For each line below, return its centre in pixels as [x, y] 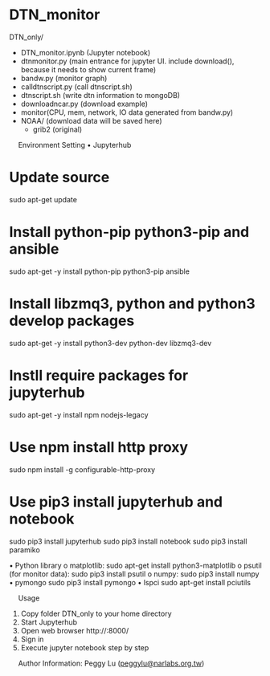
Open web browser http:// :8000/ [75, 630]
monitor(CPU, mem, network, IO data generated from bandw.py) [127, 112]
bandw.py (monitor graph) [64, 78]
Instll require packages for [99, 375]
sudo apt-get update [43, 199]
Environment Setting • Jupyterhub [75, 145]
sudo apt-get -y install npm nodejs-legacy [79, 414]
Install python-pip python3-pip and [129, 232]
